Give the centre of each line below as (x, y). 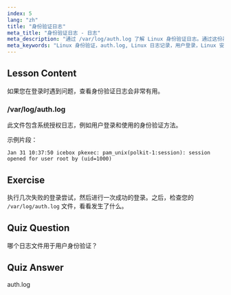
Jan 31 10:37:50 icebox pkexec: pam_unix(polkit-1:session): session (109, 153)
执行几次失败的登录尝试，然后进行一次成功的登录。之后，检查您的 (100, 197)
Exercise (26, 180)
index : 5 (20, 13)
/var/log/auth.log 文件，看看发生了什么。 (67, 206)
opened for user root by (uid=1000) (59, 159)
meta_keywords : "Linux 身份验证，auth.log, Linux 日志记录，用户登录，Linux (112, 45)
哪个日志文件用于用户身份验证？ (52, 245)
